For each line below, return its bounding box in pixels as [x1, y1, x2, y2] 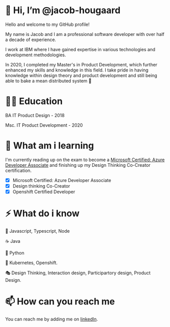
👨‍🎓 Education [5, 96, 63, 107]
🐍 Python [5, 249, 24, 256]
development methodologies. [5, 52, 66, 58]
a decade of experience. [5, 37, 57, 43]
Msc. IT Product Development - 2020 [5, 122, 83, 128]
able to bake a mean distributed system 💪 [5, 78, 92, 84]
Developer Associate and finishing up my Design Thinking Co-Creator [5, 162, 151, 168]
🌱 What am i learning [5, 140, 94, 152]
